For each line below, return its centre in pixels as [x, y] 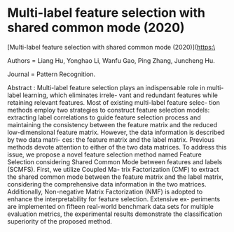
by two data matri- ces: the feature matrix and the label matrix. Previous [111, 139]
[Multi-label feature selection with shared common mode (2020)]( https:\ [111, 47]
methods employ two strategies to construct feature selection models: [109, 110]
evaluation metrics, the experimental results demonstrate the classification [115, 214]
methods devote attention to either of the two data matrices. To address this [117, 147]
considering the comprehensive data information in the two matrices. [107, 184]
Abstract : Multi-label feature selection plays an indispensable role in [106, 87]
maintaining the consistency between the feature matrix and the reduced [112, 124]
